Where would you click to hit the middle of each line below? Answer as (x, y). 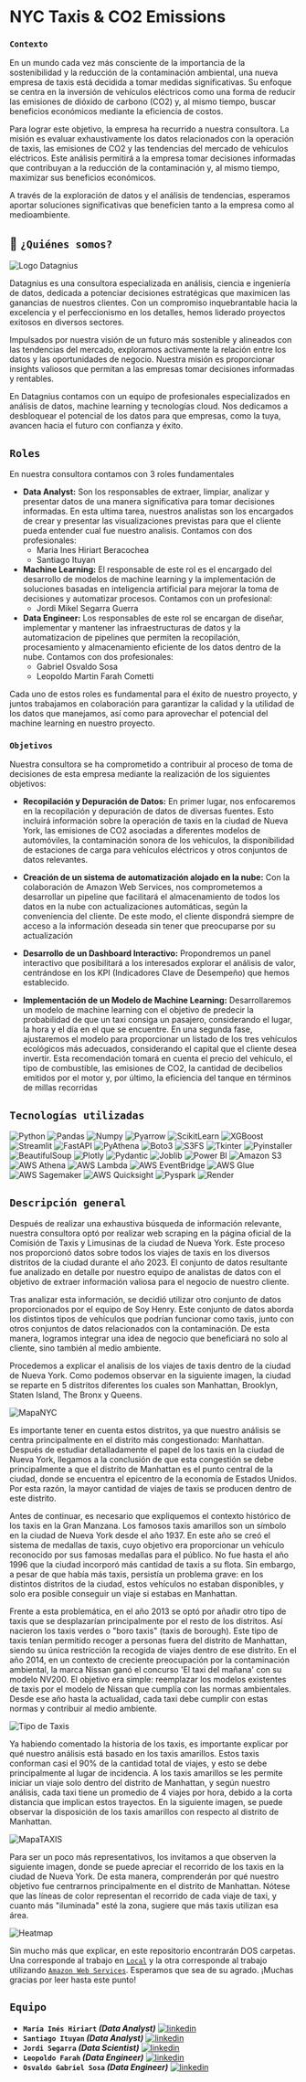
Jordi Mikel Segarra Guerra (87, 609)
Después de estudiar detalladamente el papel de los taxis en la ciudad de (147, 1450)
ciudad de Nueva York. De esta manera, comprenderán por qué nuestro (144, 1876)
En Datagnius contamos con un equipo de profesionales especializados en (150, 397)
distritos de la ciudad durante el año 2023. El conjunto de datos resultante (148, 1262)
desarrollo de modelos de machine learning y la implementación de (149, 579)
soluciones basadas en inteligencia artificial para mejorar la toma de (151, 589)
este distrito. (33, 1498)
